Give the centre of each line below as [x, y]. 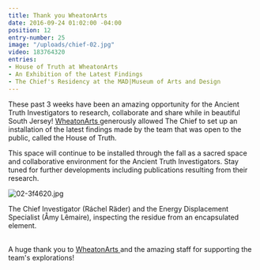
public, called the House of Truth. [62, 137]
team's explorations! [41, 257]
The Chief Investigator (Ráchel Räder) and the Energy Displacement [119, 208]
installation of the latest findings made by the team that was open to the [125, 129]
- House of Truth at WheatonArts [63, 67]
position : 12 [30, 30]
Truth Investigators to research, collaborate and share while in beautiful [124, 112]
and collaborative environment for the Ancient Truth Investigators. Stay [124, 161]
